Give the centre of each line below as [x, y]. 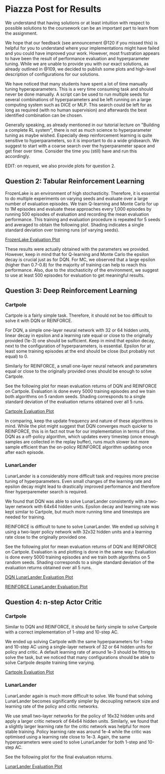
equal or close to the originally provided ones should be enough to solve [78, 371]
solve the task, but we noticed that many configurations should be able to [80, 658]
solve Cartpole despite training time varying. [50, 663]
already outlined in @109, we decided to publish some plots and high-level [81, 69]
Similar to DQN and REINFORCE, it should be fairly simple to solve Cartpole [81, 627]
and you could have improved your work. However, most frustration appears [82, 53]
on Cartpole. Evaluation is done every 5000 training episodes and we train [81, 391]
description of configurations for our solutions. [52, 74]
